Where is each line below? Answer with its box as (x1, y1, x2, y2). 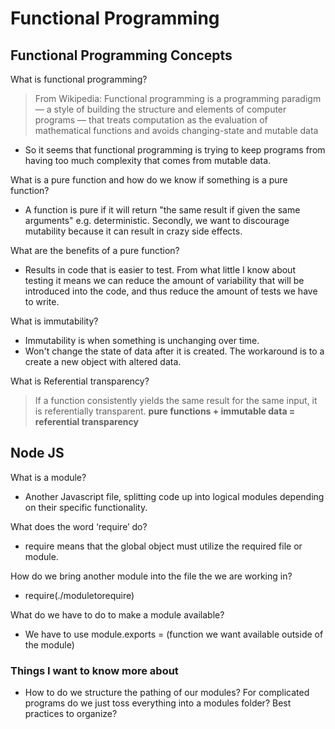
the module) (24, 638, 75, 651)
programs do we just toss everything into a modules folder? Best (24, 697, 292, 709)
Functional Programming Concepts (10, 47, 233, 64)
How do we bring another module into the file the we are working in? (10, 570, 293, 582)
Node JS (10, 445, 65, 462)
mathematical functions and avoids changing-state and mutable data (34, 125, 319, 136)
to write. (24, 296, 60, 307)
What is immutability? (10, 315, 99, 327)
